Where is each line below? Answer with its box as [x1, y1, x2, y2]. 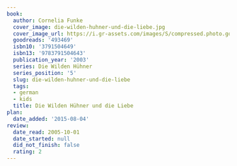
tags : [13, 83, 30, 90]
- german [13, 89, 39, 96]
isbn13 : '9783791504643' [13, 50, 86, 57]
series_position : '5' [13, 69, 77, 76]
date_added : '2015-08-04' [13, 115, 90, 122]
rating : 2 [13, 148, 42, 155]
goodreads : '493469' [13, 37, 74, 44]
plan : [6, 109, 23, 116]
